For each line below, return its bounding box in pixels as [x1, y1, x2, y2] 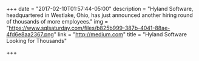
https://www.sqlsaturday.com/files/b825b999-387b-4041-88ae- [8, 24, 170, 31]
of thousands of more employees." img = [6, 18, 109, 25]
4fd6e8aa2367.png [6, 31, 55, 38]
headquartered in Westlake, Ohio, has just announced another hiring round [6, 11, 193, 19]
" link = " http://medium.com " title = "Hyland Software [53, 31, 187, 38]
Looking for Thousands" [6, 37, 67, 44]
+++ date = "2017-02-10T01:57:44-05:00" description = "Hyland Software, [6, 5, 194, 12]
